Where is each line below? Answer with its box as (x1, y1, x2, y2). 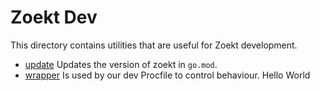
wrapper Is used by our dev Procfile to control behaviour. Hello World (24, 69, 311, 81)
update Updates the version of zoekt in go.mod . (24, 58, 218, 70)
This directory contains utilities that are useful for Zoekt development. (10, 39, 298, 51)
